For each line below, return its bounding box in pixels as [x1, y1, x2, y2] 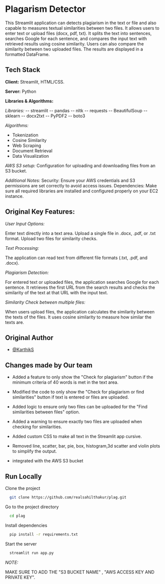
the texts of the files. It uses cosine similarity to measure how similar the [5, 314, 152, 320]
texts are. [5, 319, 25, 325]
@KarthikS [12, 347, 34, 353]
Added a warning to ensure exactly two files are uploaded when [12, 419, 142, 425]
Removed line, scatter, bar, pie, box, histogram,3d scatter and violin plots [12, 443, 160, 449]
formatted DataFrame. [5, 51, 50, 57]
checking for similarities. [12, 424, 63, 430]
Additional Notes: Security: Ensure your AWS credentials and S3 [5, 177, 135, 183]
